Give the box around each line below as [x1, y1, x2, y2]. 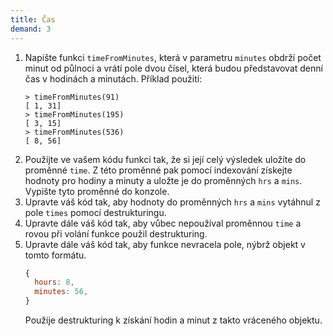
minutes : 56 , [34, 287, 89, 297]
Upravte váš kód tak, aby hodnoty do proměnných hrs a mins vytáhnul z [24, 196, 321, 208]
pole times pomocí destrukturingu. [24, 206, 167, 218]
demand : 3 [10, 24, 52, 34]
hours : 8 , [34, 277, 75, 288]
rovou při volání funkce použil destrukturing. [24, 227, 208, 240]
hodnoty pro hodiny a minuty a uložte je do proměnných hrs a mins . [24, 174, 303, 186]
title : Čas [10, 14, 56, 25]
